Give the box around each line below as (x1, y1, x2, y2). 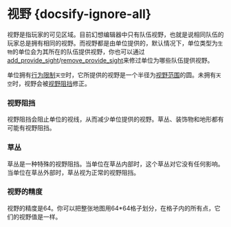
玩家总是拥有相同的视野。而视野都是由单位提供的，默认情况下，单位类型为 (7, 39, 218, 47)
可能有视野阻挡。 (7, 124, 56, 132)
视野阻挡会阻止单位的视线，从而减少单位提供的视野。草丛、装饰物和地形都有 (7, 115, 224, 124)
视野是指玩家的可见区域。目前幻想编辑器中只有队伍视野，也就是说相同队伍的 (7, 30, 224, 39)
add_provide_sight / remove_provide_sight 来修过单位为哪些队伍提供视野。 (7, 56, 214, 64)
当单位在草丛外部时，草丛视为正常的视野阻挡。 (7, 168, 140, 176)
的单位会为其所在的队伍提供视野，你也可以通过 (12, 47, 145, 56)
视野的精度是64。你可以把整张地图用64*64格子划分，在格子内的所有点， (7, 204, 215, 212)
